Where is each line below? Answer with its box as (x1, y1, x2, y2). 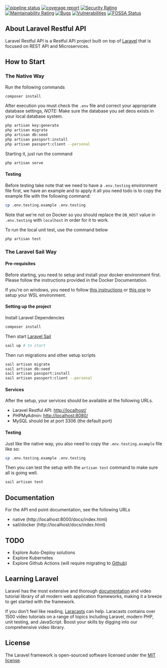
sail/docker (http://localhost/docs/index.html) (12, 522, 106, 528)
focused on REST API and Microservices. (5, 43, 90, 49)
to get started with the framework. (5, 598, 76, 604)
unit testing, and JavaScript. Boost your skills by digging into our (5, 618, 138, 625)
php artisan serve (5, 160, 43, 165)
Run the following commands (5, 84, 65, 90)
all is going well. (5, 470, 38, 476)
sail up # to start (5, 343, 46, 348)
